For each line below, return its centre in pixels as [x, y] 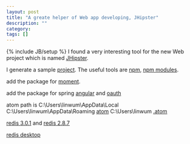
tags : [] [17, 34]
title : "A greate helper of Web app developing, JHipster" [83, 18]
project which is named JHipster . [47, 58]
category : [19, 29]
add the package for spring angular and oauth [64, 93]
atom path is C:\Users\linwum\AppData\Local [63, 105]
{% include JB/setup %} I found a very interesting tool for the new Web [95, 51]
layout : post [23, 12]
